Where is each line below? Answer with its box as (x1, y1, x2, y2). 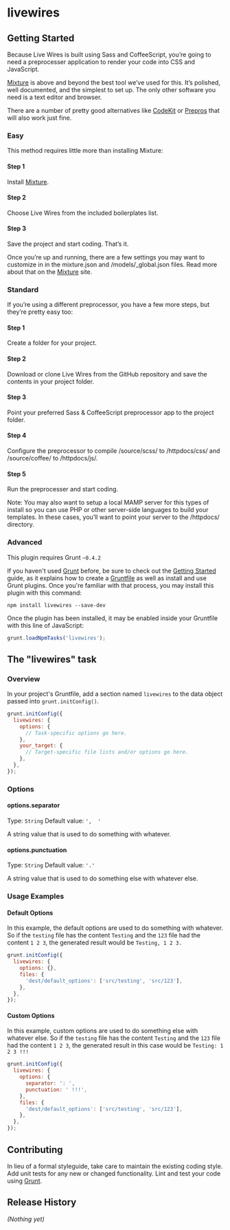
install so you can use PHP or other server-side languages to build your (7, 506, 209, 514)
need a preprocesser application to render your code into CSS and (7, 58, 196, 66)
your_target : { (19, 742, 63, 750)
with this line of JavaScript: (7, 621, 84, 629)
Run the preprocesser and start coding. (7, 485, 119, 494)
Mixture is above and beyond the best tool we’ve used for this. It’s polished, (7, 78, 221, 87)
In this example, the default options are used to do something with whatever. (7, 924, 224, 932)
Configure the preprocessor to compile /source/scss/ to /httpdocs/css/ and (7, 447, 220, 455)
